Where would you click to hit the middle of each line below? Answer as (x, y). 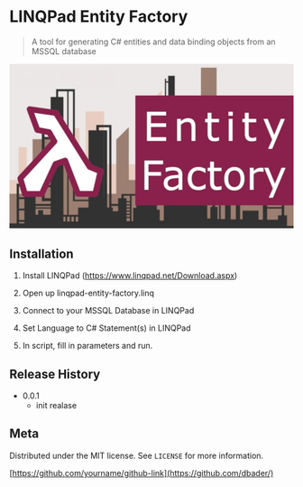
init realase (56, 406)
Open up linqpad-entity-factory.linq (88, 293)
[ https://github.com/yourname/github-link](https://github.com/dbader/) (142, 473)
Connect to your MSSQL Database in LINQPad (108, 311)
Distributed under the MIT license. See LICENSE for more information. (137, 455)
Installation (41, 253)
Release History (55, 374)
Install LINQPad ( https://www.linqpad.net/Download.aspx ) (130, 276)
